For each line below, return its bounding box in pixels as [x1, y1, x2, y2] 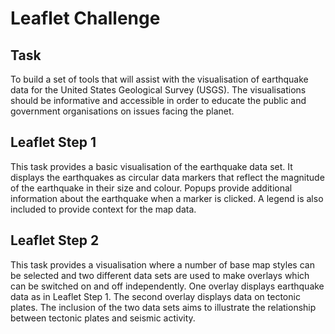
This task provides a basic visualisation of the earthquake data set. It [10, 160, 293, 172]
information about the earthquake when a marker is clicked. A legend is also [10, 192, 324, 204]
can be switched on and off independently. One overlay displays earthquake [10, 280, 325, 292]
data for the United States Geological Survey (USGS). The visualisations [10, 84, 307, 96]
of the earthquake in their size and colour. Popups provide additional [10, 182, 293, 194]
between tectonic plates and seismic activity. [10, 312, 196, 324]
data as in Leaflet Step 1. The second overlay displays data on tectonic [10, 290, 301, 302]
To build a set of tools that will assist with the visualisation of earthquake [10, 73, 309, 85]
